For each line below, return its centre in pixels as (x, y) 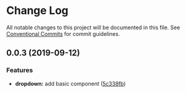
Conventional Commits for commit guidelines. (63, 33)
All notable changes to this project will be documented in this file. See (93, 27)
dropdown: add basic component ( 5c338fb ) (70, 83)
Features (20, 71)
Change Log (37, 11)
